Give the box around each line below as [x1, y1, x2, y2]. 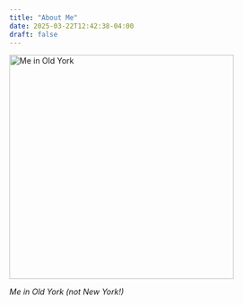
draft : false [9, 30, 58, 39]
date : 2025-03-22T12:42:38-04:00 [9, 22, 135, 30]
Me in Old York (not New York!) [9, 286, 125, 297]
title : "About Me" [9, 13, 78, 22]
